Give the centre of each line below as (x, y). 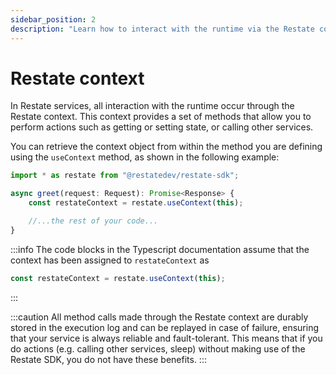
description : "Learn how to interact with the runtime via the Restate (162, 29)
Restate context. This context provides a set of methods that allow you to (161, 117)
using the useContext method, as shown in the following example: (145, 157)
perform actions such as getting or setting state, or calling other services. (162, 127)
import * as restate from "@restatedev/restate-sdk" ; (125, 176)
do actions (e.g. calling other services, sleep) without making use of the (158, 348)
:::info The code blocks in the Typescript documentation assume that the (160, 249)
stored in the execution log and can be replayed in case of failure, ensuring (165, 327)
